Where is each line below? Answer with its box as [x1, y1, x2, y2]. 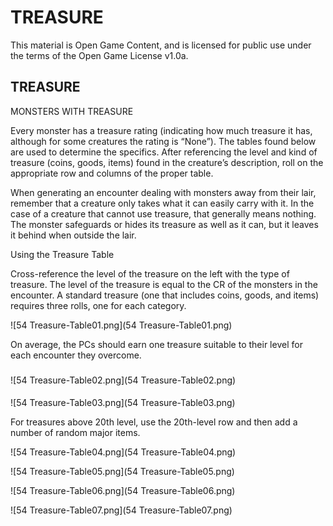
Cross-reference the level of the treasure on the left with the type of [10, 267, 290, 280]
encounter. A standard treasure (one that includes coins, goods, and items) [10, 289, 320, 301]
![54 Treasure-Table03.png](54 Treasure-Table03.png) [10, 397, 236, 409]
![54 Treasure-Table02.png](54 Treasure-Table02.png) [10, 374, 237, 386]
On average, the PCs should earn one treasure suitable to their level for [10, 338, 303, 350]
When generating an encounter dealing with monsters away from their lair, [10, 186, 317, 198]
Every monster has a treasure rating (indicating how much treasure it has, [10, 124, 313, 136]
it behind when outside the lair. [10, 229, 137, 241]
